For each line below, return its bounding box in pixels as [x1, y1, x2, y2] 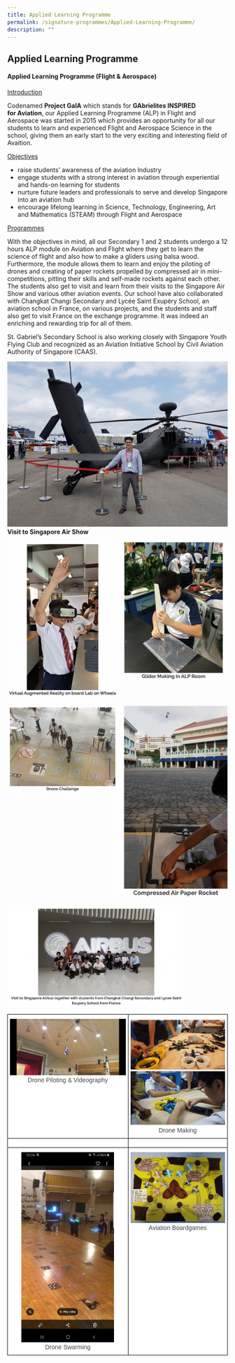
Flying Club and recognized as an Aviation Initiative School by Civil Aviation [7, 340, 224, 348]
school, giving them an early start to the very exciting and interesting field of [7, 131, 227, 139]
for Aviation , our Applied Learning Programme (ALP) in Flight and [7, 108, 197, 117]
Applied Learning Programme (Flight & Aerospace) [7, 72, 157, 80]
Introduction [7, 87, 43, 96]
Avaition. [7, 138, 33, 147]
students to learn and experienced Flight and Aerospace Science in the [7, 123, 212, 132]
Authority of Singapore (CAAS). [7, 347, 98, 356]
